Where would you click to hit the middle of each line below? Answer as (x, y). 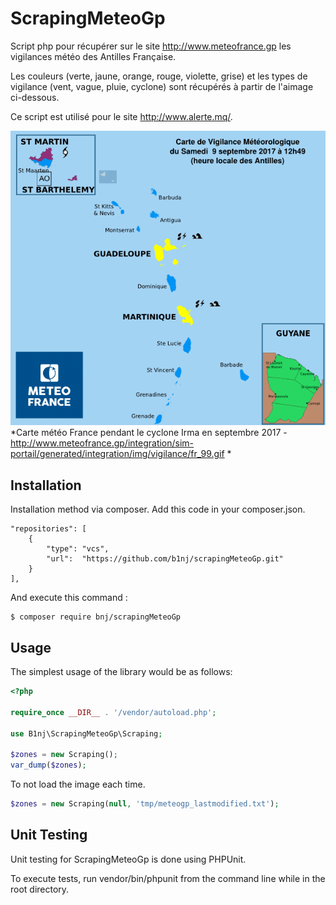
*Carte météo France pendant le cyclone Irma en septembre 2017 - (149, 433)
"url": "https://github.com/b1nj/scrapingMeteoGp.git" (165, 559)
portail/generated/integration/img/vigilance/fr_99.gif (117, 454)
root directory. (40, 889)
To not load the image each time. (78, 784)
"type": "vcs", (78, 549)
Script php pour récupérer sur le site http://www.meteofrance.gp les (151, 46)
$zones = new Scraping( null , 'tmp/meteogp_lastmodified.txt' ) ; (145, 804)
